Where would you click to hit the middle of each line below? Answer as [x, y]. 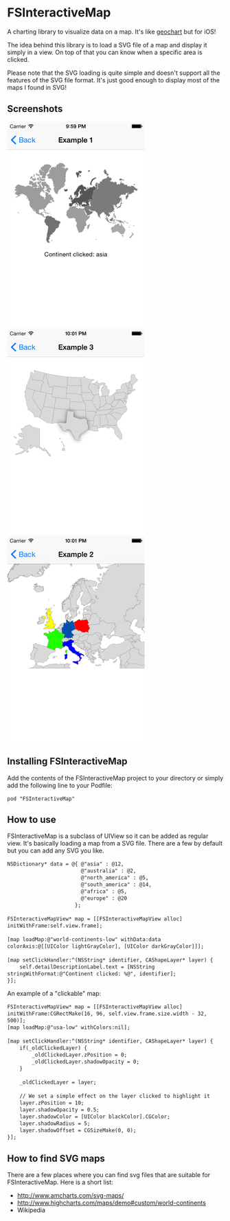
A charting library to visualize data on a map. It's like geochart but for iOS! [112, 32]
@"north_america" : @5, [115, 878]
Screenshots [35, 109]
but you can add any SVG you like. [56, 851]
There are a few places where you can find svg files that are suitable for [109, 1175]
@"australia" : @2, [108, 871]
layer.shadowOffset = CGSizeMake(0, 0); [78, 1130]
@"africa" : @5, [104, 892]
